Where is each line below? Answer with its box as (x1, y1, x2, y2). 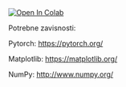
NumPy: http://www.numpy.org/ (8, 69, 114, 79)
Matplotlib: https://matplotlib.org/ (8, 54, 118, 63)
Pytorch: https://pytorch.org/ (8, 39, 104, 48)
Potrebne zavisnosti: (8, 23, 76, 33)
